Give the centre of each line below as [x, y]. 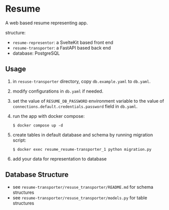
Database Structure [37, 175]
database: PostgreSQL [36, 53]
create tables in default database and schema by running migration [83, 135]
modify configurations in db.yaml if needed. [58, 91]
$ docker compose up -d [38, 125]
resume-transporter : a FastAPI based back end [62, 48]
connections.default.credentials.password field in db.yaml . [75, 106]
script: [19, 140]
